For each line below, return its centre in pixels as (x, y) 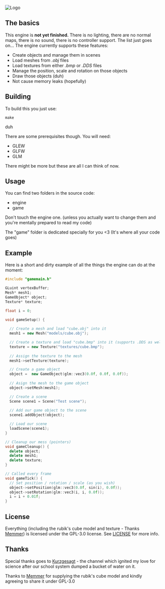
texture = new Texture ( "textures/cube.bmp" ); (57, 347)
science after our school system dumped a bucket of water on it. (70, 566)
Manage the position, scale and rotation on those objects (70, 70)
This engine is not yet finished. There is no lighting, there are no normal (78, 35)
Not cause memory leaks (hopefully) (49, 81)
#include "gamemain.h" (28, 279)
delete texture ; (26, 460)
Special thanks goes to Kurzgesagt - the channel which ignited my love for (80, 561)
